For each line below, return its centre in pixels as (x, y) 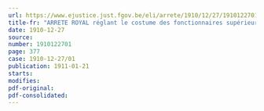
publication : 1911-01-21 (49, 66)
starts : (21, 73)
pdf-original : (31, 88)
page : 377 (24, 52)
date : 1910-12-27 (37, 30)
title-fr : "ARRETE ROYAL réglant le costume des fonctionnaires (115, 23)
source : (21, 37)
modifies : (24, 81)
